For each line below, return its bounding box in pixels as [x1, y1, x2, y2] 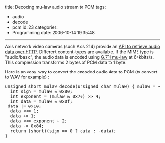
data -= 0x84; [10, 123, 44, 129]
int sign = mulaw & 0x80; [10, 89, 73, 94]
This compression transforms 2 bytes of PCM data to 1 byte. [5, 59, 127, 65]
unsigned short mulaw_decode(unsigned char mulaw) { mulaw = [5, 84, 156, 89]
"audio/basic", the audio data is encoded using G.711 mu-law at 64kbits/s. [5, 54, 154, 60]
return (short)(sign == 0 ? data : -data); [10, 128, 117, 134]
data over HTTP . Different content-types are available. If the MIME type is [5, 49, 154, 55]
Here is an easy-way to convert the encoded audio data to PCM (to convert [5, 69, 157, 74]
